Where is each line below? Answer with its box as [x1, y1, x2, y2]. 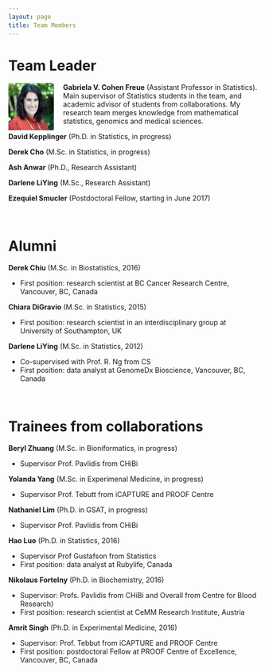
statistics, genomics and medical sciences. [63, 116, 205, 126]
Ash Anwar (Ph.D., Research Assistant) [8, 163, 138, 173]
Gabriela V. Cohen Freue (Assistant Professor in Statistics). [63, 83, 258, 92]
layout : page [8, 13, 52, 21]
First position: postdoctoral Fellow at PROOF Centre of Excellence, [19, 647, 237, 656]
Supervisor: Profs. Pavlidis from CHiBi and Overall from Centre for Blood [19, 591, 257, 600]
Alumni [8, 237, 57, 254]
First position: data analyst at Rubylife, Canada [19, 560, 173, 569]
